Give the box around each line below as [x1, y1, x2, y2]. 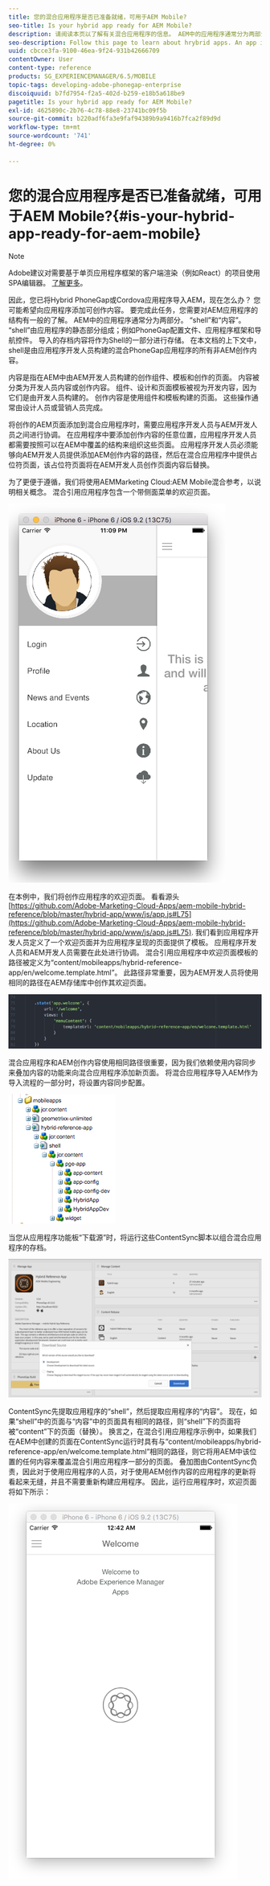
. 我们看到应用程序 [191, 927, 252, 937]
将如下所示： [8, 1486, 51, 1496]
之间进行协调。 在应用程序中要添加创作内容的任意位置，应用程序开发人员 [14, 429, 257, 439]
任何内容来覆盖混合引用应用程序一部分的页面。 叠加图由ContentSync [22, 1457, 251, 1466]
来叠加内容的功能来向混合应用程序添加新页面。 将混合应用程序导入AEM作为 [8, 1067, 259, 1077]
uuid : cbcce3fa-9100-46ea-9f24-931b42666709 [8, 47, 160, 55]
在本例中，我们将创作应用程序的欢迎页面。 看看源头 [8, 891, 179, 901]
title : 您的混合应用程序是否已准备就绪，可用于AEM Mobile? [8, 13, 187, 21]
